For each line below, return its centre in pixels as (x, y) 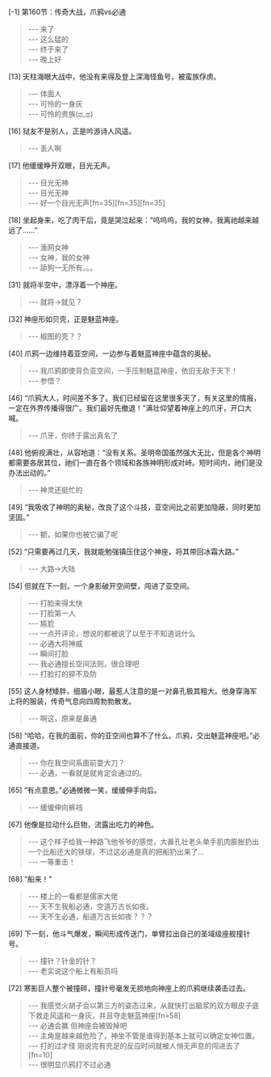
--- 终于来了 (48, 49)
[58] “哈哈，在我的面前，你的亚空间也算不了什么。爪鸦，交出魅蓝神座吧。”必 (134, 735)
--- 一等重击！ (52, 862)
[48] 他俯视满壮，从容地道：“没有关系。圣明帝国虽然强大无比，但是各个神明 (135, 452)
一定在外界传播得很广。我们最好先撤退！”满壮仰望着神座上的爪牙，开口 (127, 408)
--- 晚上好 (45, 59)
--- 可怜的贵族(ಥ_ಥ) (60, 114)
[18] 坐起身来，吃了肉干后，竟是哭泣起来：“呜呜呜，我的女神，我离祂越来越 (134, 220)
